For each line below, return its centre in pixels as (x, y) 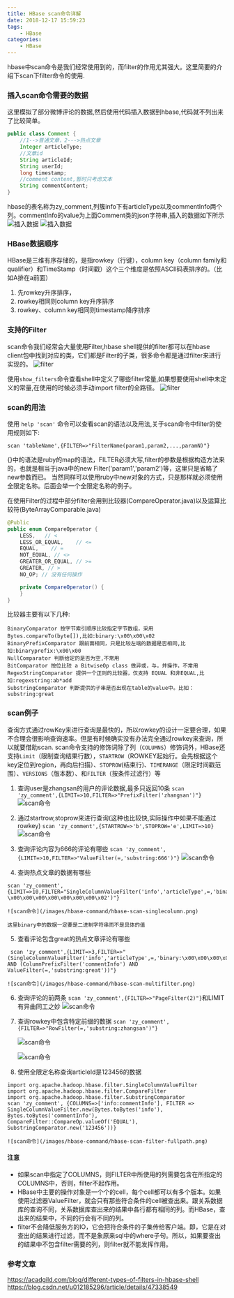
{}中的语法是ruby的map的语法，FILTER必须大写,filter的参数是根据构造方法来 (116, 459)
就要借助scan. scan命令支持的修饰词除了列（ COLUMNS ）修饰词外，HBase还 (119, 747)
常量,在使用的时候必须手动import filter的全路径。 (89, 388)
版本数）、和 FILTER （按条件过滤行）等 (107, 773)
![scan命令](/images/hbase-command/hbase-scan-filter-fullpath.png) (108, 1141)
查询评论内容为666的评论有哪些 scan (70, 848)
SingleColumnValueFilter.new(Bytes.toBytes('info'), (85, 1109)
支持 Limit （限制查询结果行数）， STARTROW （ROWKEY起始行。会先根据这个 (112, 755)
